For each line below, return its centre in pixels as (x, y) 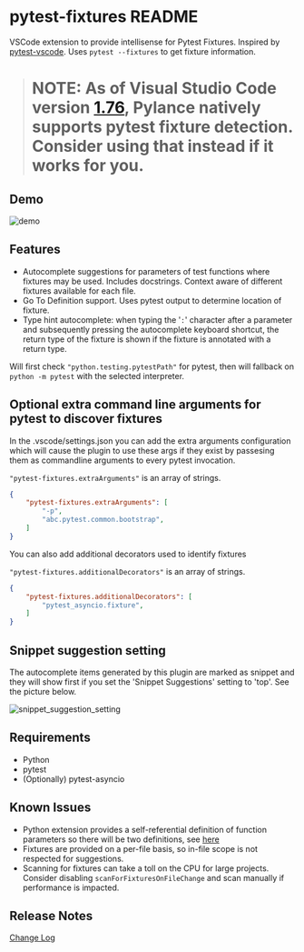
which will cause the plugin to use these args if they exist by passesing (142, 450)
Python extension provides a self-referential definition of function (145, 829)
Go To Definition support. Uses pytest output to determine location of (152, 300)
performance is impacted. (71, 887)
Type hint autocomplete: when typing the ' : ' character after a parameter (157, 319)
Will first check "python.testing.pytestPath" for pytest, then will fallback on (152, 366)
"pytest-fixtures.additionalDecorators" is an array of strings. (127, 571)
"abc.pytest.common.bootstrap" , (103, 520)
